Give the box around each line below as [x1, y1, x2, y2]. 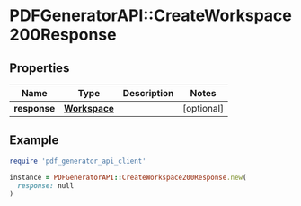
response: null [17, 181, 75, 190]
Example [9, 132, 59, 148]
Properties [9, 60, 70, 76]
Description [122, 87, 174, 99]
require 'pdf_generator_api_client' [9, 157, 146, 166]
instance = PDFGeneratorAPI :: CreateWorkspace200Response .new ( [9, 173, 247, 182]
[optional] [182, 103, 225, 114]
